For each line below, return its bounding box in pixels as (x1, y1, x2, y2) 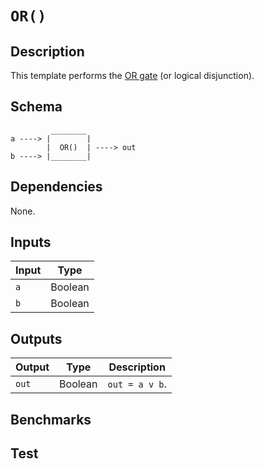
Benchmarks (10, 411, 92, 428)
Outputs (10, 330, 63, 347)
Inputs (10, 234, 52, 251)
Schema (10, 98, 63, 116)
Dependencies (10, 178, 103, 196)
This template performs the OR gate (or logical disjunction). (10, 70, 255, 81)
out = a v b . (107, 377, 167, 391)
